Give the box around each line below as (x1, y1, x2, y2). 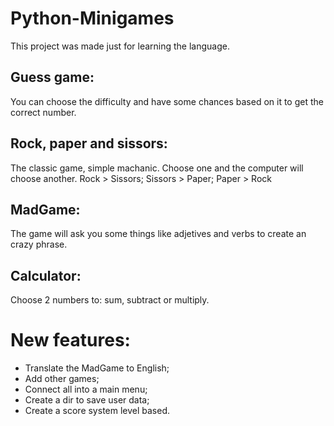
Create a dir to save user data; (24, 394, 150, 406)
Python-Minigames (10, 7, 175, 30)
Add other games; (24, 373, 100, 385)
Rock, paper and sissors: (10, 135, 168, 152)
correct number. (10, 106, 77, 118)
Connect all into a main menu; (24, 383, 148, 396)
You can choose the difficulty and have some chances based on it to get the (10, 95, 324, 107)
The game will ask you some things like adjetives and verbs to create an (10, 228, 307, 240)
